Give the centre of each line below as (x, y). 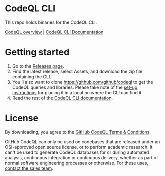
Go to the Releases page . (38, 66)
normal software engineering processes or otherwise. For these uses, (77, 163)
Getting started (37, 52)
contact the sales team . (29, 168)
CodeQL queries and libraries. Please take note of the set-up (75, 87)
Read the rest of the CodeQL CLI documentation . (63, 98)
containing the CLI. (32, 77)
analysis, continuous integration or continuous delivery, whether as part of (82, 157)
